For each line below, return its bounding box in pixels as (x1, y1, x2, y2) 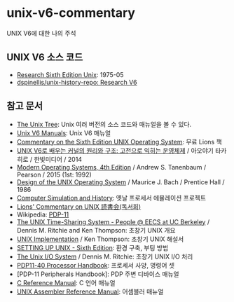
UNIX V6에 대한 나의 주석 (6, 29, 76, 37)
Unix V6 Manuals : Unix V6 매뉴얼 (16, 128, 111, 137)
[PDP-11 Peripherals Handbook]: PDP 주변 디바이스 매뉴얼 (16, 270, 179, 278)
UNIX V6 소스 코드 (6, 51, 83, 64)
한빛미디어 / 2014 (34, 155, 82, 163)
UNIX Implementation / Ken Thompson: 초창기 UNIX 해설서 (16, 235, 184, 243)
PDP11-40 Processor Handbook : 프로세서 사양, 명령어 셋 (16, 261, 175, 269)
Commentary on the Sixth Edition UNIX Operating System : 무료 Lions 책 (16, 137, 222, 146)
